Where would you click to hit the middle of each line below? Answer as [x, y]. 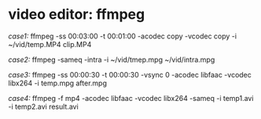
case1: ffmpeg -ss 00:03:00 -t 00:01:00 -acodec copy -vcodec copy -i [123, 36]
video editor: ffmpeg [77, 14]
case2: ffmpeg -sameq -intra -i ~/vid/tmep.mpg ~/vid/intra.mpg [112, 59]
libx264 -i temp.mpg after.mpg [58, 83]
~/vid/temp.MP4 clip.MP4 [50, 44]
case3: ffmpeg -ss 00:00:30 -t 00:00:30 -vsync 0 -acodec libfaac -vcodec [130, 74]
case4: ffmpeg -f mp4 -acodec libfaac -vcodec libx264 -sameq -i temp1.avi [131, 98]
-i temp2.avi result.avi [43, 106]
